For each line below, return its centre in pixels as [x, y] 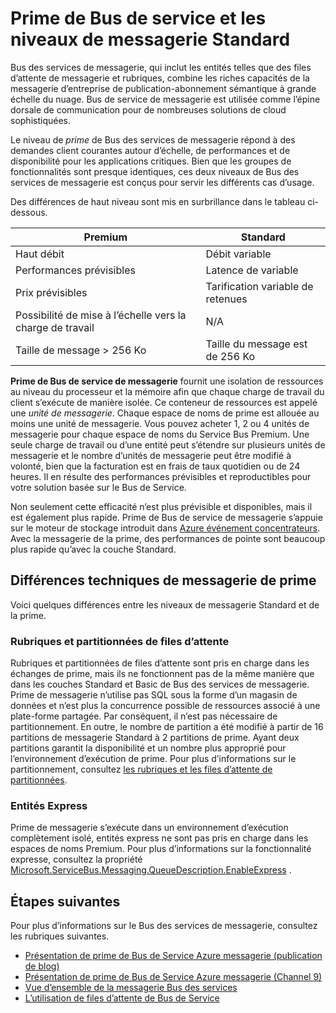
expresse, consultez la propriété [76, 859]
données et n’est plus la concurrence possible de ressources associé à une [165, 706]
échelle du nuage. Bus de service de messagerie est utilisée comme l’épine [165, 99]
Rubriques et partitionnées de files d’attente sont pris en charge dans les [160, 663]
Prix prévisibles [51, 292]
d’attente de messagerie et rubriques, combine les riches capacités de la [160, 78]
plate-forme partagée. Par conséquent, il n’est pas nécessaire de [144, 716]
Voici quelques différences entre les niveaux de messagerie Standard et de [165, 604]
